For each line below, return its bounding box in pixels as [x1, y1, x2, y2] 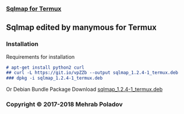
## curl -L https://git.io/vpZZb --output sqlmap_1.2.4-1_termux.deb [6, 70, 179, 76]
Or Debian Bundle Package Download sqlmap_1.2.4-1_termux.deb [6, 86, 163, 93]
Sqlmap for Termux [6, 5, 62, 13]
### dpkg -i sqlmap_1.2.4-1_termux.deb [6, 75, 103, 81]
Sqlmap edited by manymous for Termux [6, 23, 157, 33]
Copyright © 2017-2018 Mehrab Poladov [6, 101, 123, 109]
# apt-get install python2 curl [6, 65, 84, 70]
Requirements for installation [6, 53, 75, 60]
